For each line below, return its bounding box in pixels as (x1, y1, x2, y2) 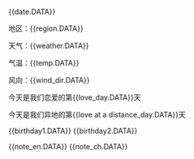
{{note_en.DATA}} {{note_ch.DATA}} (8, 142, 128, 151)
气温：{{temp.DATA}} (8, 58, 80, 67)
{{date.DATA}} (8, 7, 56, 16)
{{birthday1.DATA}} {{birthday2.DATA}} (8, 126, 138, 135)
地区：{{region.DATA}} (8, 24, 84, 33)
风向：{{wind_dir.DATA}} (8, 75, 90, 84)
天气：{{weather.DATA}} (8, 41, 89, 50)
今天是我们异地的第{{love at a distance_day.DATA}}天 (8, 110, 187, 119)
